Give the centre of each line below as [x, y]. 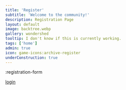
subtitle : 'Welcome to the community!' [48, 15]
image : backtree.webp [28, 29]
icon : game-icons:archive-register [43, 53]
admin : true [18, 48]
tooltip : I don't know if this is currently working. [64, 39]
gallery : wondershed [27, 34]
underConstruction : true [31, 58]
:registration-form [24, 72]
